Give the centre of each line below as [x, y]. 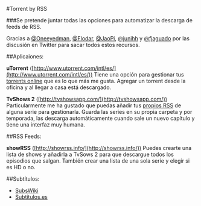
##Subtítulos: [23, 179]
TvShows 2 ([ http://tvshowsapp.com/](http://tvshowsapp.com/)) [87, 99]
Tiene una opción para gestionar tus [139, 74]
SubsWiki [27, 190]
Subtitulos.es [31, 197]
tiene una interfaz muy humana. [46, 125]
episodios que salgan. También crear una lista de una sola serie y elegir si [98, 161]
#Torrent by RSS [27, 9]
